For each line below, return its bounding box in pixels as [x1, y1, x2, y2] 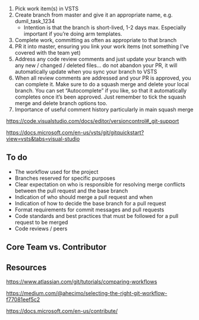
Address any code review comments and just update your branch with [14, 56, 187, 62]
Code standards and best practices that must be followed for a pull [14, 212, 179, 219]
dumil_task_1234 [14, 18, 55, 24]
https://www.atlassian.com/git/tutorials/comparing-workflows [6, 278, 157, 286]
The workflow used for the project [14, 168, 99, 175]
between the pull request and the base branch [14, 187, 128, 194]
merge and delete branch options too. [14, 100, 108, 106]
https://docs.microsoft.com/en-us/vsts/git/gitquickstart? [6, 129, 144, 136]
